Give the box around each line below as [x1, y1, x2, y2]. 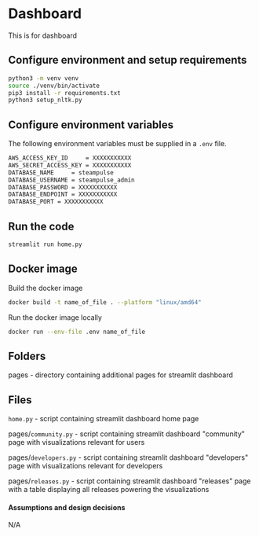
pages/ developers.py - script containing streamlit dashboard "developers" [8, 453, 249, 462]
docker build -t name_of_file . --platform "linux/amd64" [8, 298, 202, 307]
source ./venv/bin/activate [8, 82, 100, 90]
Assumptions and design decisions [8, 502, 126, 512]
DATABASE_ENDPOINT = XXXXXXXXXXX [8, 190, 118, 199]
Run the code [8, 219, 75, 233]
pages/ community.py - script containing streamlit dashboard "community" [8, 429, 246, 439]
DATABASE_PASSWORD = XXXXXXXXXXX [8, 183, 118, 191]
